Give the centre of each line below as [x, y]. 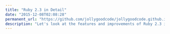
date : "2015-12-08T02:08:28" [36, 14]
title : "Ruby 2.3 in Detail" [36, 10]
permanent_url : [21, 19]
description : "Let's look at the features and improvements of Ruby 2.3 [83, 24]
